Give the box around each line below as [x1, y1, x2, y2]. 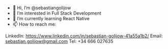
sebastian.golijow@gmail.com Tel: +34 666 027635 [5, 38, 114, 44]
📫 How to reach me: [12, 21, 57, 27]
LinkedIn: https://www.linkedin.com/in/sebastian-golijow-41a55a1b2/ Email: [5, 33, 163, 39]
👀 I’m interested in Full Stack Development [12, 10, 102, 16]
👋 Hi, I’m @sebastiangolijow [12, 5, 71, 11]
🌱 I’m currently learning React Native [12, 16, 90, 21]
